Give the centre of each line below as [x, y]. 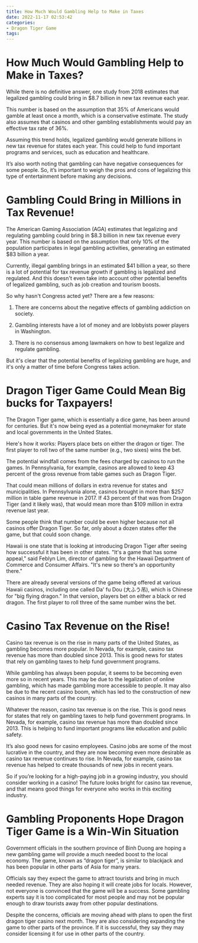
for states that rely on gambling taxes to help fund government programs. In [98, 716]
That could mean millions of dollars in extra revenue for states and [87, 485]
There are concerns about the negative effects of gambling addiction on [102, 307]
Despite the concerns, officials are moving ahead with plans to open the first [99, 915]
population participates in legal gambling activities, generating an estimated [98, 248]
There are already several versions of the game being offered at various [94, 582]
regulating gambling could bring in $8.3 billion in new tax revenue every [93, 235]
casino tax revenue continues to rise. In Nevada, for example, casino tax [94, 758]
